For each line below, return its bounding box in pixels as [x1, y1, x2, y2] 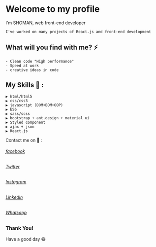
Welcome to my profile [5, 3, 100, 15]
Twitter [5, 164, 20, 170]
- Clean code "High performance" [5, 59, 74, 64]
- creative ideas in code [5, 68, 59, 72]
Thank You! [5, 225, 34, 232]
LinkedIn [5, 194, 23, 200]
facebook [5, 148, 25, 154]
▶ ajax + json [5, 124, 35, 129]
